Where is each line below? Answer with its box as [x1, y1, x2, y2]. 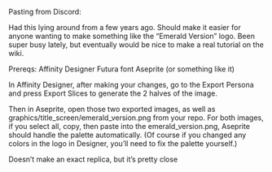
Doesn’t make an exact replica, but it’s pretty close [8, 154, 178, 164]
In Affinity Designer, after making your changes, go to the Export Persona [8, 80, 254, 89]
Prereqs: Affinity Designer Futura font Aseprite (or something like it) [8, 64, 235, 74]
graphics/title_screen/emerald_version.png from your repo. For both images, [8, 113, 264, 123]
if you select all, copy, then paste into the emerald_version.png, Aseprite [8, 122, 251, 131]
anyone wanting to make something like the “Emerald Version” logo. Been [8, 32, 255, 41]
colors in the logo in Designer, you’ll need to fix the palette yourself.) [8, 139, 238, 148]
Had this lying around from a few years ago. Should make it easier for [8, 23, 242, 32]
